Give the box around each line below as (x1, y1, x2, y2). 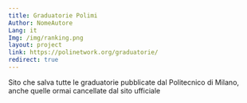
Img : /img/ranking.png (8, 33, 84, 42)
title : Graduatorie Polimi (8, 11, 98, 20)
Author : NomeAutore (8, 19, 73, 27)
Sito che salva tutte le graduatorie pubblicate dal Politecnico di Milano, (8, 77, 240, 87)
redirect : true (8, 56, 59, 64)
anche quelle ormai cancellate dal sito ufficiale (8, 86, 161, 95)
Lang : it (8, 26, 37, 34)
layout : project (8, 41, 62, 49)
